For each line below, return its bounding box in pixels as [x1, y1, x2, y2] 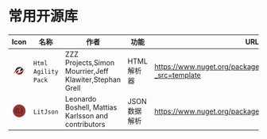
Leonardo [64, 94, 97, 103]
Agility [33, 68, 59, 75]
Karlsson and [64, 110, 109, 120]
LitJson [33, 108, 59, 116]
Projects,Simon [64, 57, 115, 68]
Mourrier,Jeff [64, 66, 109, 75]
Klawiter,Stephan [64, 75, 122, 84]
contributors [64, 119, 106, 129]
